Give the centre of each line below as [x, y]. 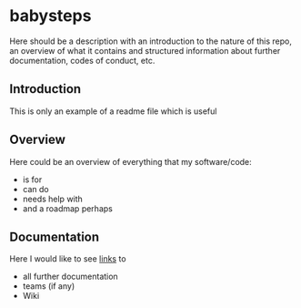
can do [35, 189]
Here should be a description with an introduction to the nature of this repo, [151, 41]
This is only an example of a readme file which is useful [113, 111]
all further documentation [70, 277]
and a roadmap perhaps [68, 208]
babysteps [50, 16]
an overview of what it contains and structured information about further [145, 50]
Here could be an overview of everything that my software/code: [130, 161]
